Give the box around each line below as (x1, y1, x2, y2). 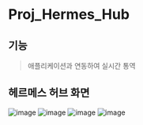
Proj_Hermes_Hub (8, 6, 130, 24)
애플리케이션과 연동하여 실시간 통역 (27, 61, 136, 70)
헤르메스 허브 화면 (8, 86, 90, 100)
